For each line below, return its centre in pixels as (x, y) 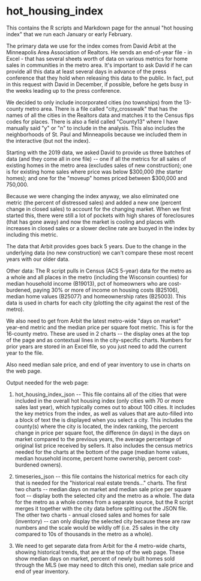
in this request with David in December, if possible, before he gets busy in (97, 84)
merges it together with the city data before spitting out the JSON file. (101, 508)
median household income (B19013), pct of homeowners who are (87, 283)
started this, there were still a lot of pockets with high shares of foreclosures (100, 215)
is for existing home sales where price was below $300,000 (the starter (94, 171)
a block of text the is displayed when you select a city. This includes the (104, 419)
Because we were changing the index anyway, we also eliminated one (92, 196)
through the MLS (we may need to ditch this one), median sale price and (104, 565)
